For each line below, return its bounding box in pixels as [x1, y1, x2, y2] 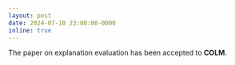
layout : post [8, 11, 52, 20]
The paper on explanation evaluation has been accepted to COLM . [8, 48, 228, 58]
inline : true [8, 26, 52, 34]
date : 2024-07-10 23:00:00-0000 [8, 19, 116, 27]
